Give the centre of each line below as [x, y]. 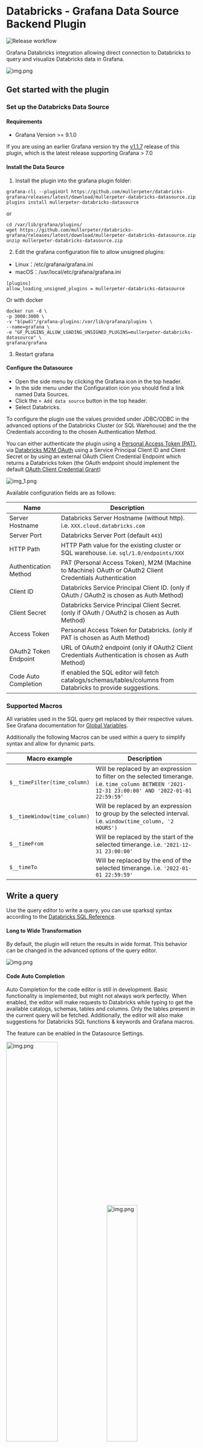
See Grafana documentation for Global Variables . [67, 726]
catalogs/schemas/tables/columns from [117, 680]
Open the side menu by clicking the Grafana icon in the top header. [98, 381]
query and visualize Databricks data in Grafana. [66, 59]
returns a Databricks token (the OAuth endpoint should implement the [93, 462]
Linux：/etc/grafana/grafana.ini [54, 264]
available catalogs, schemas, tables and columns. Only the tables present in [101, 1009]
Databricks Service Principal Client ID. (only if [125, 587]
